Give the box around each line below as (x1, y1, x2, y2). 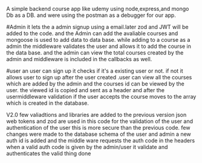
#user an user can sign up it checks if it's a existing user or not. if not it (6, 67, 183, 75)
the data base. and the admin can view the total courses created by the (6, 49, 184, 56)
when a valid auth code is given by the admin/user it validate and (6, 144, 168, 150)
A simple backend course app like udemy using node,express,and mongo (6, 5, 189, 12)
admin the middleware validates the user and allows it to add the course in (6, 42, 192, 50)
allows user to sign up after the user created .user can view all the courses (6, 74, 192, 81)
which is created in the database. (6, 99, 90, 107)
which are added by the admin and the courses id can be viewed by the (6, 80, 184, 87)
